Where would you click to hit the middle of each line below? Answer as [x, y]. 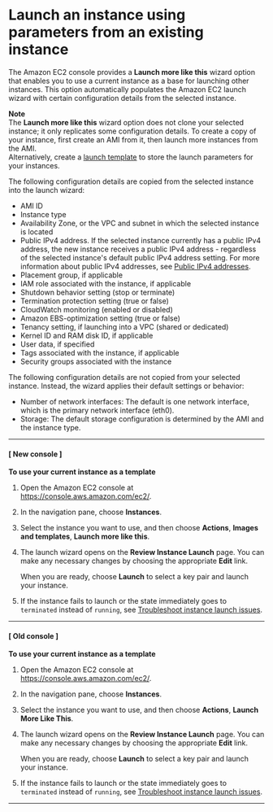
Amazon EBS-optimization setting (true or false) [100, 318]
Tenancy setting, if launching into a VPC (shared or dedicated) [124, 326]
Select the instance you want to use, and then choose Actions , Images [139, 528]
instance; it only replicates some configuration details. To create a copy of [132, 131]
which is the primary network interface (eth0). [97, 410]
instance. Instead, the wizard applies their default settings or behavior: [126, 386]
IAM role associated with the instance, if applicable [106, 283]
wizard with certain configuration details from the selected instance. [123, 98]
